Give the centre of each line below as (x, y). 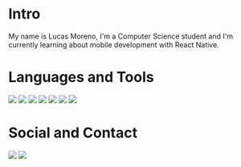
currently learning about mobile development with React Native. (114, 44)
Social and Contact (73, 133)
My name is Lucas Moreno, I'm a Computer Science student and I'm (121, 36)
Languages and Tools (81, 77)
